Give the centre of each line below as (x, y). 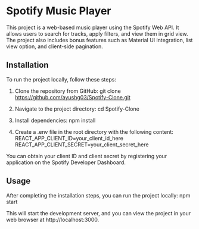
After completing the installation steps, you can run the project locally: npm (98, 195)
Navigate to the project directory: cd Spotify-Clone (77, 109)
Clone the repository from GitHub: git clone (68, 91)
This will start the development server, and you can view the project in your (99, 213)
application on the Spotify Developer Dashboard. (66, 162)
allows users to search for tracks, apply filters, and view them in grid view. (97, 33)
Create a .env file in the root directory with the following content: (94, 131)
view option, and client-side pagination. (55, 46)
